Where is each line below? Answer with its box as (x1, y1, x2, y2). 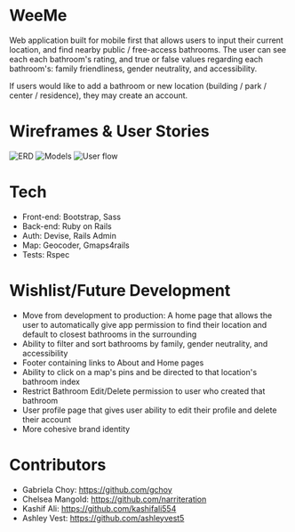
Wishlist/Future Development (9, 281, 231, 300)
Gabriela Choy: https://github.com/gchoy (21, 484, 173, 495)
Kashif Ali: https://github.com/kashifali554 (21, 503, 177, 513)
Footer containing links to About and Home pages (21, 357, 204, 368)
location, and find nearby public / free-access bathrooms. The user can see (9, 44, 287, 54)
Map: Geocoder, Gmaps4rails (21, 240, 131, 250)
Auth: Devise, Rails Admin (21, 230, 117, 241)
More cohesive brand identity (21, 423, 131, 434)
